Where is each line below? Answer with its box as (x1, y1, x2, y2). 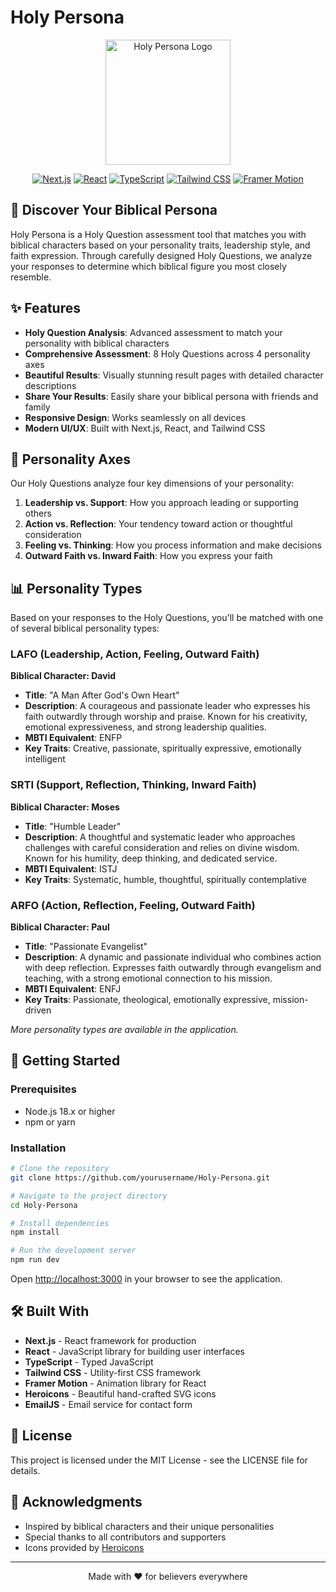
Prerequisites (10, 1082, 77, 1096)
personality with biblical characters (24, 337, 170, 349)
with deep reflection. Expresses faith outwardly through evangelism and (24, 962, 322, 974)
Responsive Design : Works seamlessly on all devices (24, 411, 247, 423)
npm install (10, 1227, 60, 1238)
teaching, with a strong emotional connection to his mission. (24, 972, 273, 985)
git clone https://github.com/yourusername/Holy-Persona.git (10, 1172, 271, 1183)
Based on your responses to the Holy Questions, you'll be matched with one (10, 612, 324, 624)
